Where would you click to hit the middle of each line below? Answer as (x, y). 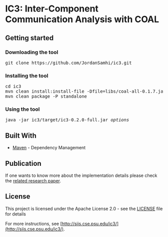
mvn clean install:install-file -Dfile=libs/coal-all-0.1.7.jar (86, 91)
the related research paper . (33, 181)
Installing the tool (27, 76)
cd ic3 (13, 86)
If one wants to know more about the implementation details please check (81, 175)
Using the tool (22, 109)
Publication (23, 163)
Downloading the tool (32, 52)
